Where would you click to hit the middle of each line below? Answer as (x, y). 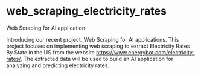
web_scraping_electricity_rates (87, 11)
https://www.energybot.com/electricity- (145, 52)
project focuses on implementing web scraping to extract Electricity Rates (98, 46)
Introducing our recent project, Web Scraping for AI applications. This (93, 39)
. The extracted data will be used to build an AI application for (97, 59)
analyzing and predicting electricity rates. (58, 65)
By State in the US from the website (50, 52)
